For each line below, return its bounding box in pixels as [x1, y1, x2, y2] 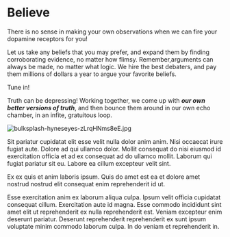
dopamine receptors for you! [7, 34, 88, 42]
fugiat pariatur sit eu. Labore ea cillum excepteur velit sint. [7, 159, 171, 167]
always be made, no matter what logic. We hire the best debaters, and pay [7, 62, 217, 71]
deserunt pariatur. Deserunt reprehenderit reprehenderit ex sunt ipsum [7, 214, 207, 223]
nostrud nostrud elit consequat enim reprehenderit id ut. [7, 179, 166, 188]
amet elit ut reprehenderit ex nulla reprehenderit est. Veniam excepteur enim [7, 208, 222, 216]
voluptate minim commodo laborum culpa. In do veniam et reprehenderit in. [7, 222, 220, 230]
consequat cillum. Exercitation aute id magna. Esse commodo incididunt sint [7, 200, 222, 208]
